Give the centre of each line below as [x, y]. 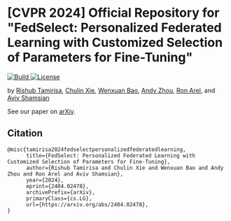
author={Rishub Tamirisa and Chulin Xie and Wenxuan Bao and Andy [125, 168]
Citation [25, 133]
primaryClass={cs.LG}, [59, 198]
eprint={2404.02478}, [57, 186]
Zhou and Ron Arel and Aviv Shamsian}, [65, 174]
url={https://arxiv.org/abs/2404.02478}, [87, 204]
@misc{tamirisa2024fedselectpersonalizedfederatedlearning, [97, 149]
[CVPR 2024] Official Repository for [113, 13]
